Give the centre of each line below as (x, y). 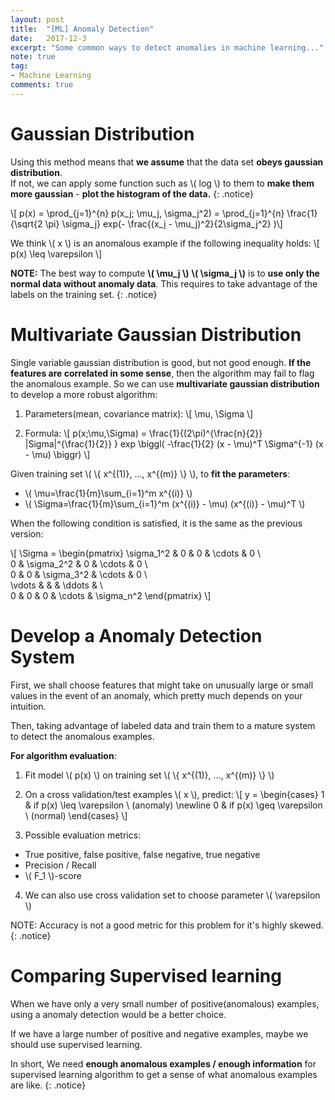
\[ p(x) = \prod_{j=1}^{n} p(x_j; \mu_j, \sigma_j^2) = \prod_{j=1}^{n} (147, 213)
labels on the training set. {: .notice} (84, 294)
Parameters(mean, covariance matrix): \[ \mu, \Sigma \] (139, 413)
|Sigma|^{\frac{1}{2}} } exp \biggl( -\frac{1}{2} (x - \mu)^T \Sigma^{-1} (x (174, 443)
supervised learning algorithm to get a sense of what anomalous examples (164, 1074)
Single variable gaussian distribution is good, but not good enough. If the (161, 362)
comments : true (42, 85)
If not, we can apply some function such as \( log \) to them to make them (162, 183)
